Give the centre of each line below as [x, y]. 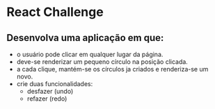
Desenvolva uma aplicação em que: [85, 38]
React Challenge [55, 12]
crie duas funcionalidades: [55, 84]
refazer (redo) [47, 99]
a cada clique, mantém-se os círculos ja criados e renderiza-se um [112, 69]
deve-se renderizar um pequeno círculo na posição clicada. [102, 62]
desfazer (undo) [50, 91]
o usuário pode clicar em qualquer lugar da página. [90, 54]
